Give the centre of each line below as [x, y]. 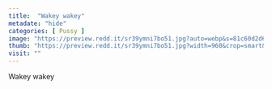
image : [19, 38]
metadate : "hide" [38, 23]
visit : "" [25, 53]
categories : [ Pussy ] [47, 31]
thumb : [19, 46]
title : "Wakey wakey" [47, 16]
